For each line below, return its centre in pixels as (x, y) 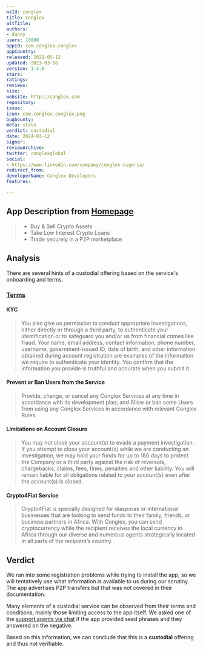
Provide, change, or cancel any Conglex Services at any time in (100, 395)
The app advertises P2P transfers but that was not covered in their (89, 588)
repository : (21, 102)
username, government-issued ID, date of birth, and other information (108, 349)
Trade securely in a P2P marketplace (76, 239)
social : (16, 159)
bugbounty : (20, 119)
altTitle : (19, 23)
